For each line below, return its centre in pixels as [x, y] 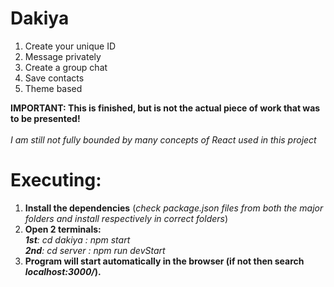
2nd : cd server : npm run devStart [95, 250]
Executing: [56, 180]
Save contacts [54, 78]
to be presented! [45, 118]
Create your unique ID [70, 46]
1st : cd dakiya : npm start [77, 239]
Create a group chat [66, 67]
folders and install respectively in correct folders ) [126, 218]
